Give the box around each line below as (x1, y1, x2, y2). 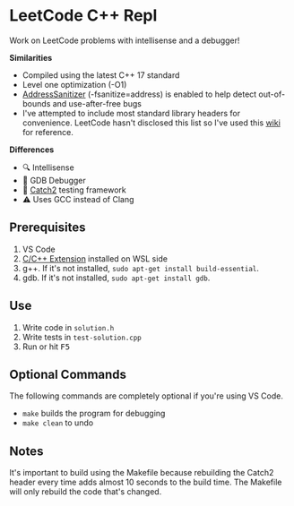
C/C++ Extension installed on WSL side (22, 253, 169, 264)
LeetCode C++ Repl (9, 5, 158, 26)
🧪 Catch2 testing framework (22, 184, 127, 195)
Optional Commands (9, 366, 127, 382)
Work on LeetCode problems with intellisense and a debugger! (9, 35, 240, 46)
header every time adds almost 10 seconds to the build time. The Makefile (9, 476, 282, 488)
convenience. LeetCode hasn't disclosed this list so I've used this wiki (22, 117, 281, 128)
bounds (22, 98, 51, 108)
